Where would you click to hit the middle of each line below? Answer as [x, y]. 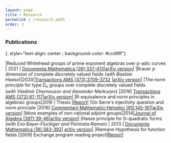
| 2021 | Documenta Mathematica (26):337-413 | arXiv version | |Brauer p [80, 68]
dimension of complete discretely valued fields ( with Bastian [69, 74]
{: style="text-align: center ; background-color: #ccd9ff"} [66, 53]
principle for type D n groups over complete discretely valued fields [75, 86]
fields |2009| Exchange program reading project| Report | [65, 135]
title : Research [24, 15]
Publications [21, 42]
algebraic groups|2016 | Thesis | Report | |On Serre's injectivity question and [85, 102]
